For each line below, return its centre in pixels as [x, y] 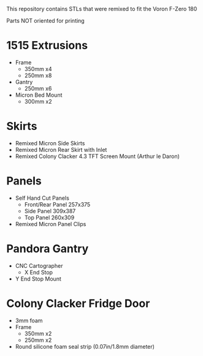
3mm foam [29, 320]
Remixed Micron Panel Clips [51, 224]
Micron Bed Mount [39, 95]
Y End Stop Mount [38, 279]
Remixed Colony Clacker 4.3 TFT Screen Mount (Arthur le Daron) [97, 156]
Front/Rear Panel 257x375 [57, 204]
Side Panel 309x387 [50, 211]
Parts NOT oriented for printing [45, 21]
